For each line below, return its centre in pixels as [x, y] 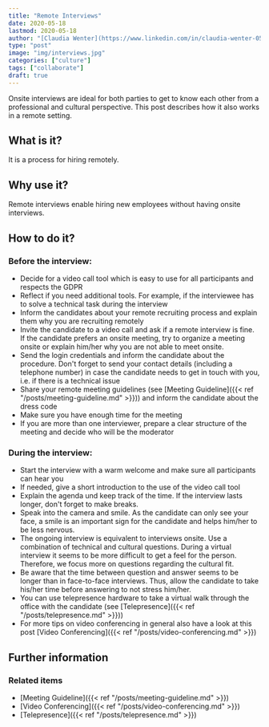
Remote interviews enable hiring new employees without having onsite [124, 205]
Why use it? [38, 185]
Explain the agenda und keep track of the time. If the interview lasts [131, 496]
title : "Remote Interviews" [55, 16]
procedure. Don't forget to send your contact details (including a [126, 363]
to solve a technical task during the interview [94, 304]
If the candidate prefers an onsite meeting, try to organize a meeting [132, 338]
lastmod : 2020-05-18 [43, 30]
